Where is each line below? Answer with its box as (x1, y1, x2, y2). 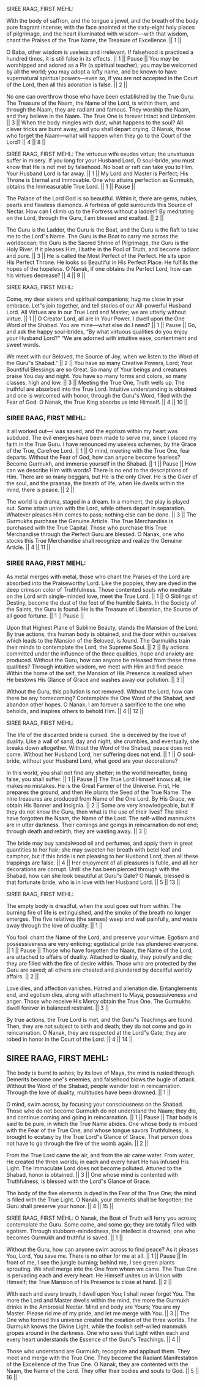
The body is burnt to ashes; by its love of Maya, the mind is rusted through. (6, 1069, 196, 1077)
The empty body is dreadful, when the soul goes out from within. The (6, 902, 182, 909)
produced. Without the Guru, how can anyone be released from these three (6, 656, 196, 663)
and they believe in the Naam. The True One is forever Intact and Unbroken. (6, 113, 197, 119)
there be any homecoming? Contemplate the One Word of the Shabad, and (6, 694, 195, 701)
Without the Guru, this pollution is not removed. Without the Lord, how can (6, 687, 194, 695)
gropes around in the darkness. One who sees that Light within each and (6, 1329, 190, 1337)
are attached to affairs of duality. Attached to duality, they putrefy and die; (6, 953, 193, 961)
